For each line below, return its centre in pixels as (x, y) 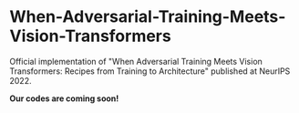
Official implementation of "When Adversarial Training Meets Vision (136, 61)
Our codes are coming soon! (64, 98)
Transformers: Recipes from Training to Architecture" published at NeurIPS (150, 71)
